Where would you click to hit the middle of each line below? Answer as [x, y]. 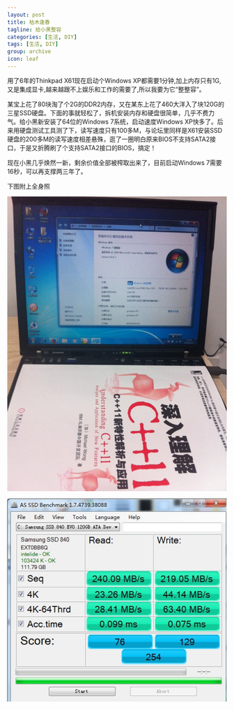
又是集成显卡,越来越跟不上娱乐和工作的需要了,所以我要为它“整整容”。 [106, 89]
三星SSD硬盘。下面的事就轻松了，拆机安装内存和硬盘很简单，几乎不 [105, 112]
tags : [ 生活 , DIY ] [33, 44]
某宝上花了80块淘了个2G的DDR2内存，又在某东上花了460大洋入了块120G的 [116, 104]
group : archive [29, 52]
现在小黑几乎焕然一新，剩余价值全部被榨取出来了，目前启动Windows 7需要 [115, 162]
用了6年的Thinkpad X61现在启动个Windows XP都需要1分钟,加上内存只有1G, [114, 80]
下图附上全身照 [29, 186]
